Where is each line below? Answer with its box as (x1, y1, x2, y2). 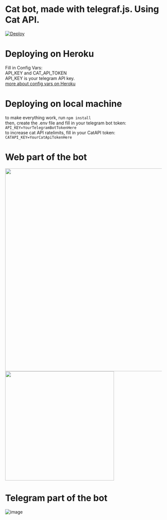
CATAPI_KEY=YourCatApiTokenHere (5, 135, 72, 140)
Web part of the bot (5, 151, 87, 163)
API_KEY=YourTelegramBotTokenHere (5, 125, 77, 130)
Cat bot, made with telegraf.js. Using (5, 3, 159, 15)
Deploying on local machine (5, 98, 122, 109)
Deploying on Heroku (5, 48, 94, 59)
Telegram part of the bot (5, 492, 108, 504)
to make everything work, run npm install (5, 114, 91, 120)
